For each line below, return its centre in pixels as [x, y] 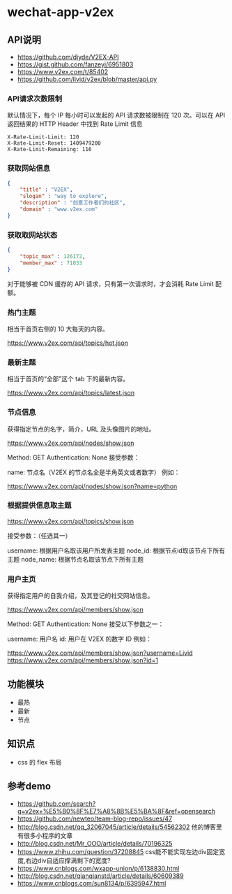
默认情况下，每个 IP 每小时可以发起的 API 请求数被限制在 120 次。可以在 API [116, 115]
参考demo [29, 787]
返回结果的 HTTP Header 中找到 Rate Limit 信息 [75, 124]
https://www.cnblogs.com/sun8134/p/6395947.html [92, 883]
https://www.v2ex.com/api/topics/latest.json [71, 393]
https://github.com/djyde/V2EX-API [68, 57]
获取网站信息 [29, 169]
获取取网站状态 [32, 235]
